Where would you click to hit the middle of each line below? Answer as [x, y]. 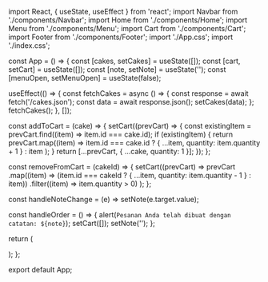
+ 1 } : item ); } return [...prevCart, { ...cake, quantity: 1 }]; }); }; [109, 151]
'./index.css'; [29, 46]
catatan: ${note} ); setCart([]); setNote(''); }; [82, 223]
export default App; [40, 270]
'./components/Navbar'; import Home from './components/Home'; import [128, 20]
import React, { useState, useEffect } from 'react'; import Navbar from [123, 12]
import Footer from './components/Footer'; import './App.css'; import [121, 37]
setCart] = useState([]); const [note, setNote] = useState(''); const [117, 70]
